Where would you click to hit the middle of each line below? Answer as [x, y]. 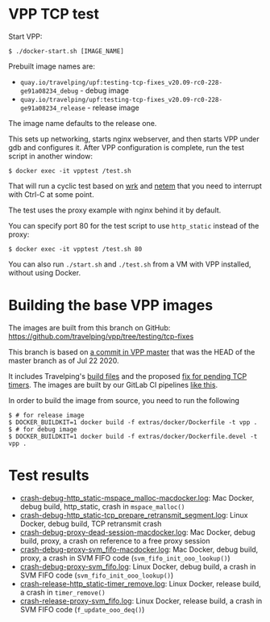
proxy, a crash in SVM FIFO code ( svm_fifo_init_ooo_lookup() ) [125, 557]
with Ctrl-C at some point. [51, 194]
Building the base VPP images [111, 306]
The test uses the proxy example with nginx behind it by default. [115, 210]
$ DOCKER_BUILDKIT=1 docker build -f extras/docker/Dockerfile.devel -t [133, 436]
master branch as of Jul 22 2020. [64, 360]
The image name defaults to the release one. [83, 123]
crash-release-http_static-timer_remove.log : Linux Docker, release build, [141, 583]
